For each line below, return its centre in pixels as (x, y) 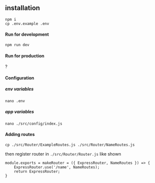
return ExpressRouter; (37, 171)
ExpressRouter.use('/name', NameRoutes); (57, 167)
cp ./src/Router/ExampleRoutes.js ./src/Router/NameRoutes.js (70, 145)
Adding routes (20, 134)
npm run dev (17, 45)
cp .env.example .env (27, 24)
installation (23, 8)
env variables (19, 89)
